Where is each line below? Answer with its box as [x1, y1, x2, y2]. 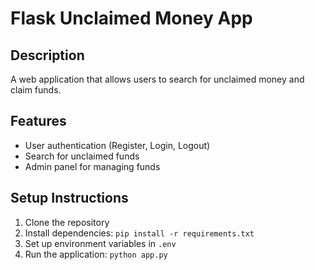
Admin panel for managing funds [24, 160, 161, 172]
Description [10, 47, 85, 64]
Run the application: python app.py [24, 248, 168, 260]
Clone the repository [24, 216, 110, 228]
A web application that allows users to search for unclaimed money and [10, 73, 305, 85]
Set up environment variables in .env [24, 237, 177, 249]
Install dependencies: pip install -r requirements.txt [24, 227, 255, 239]
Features [10, 113, 67, 130]
